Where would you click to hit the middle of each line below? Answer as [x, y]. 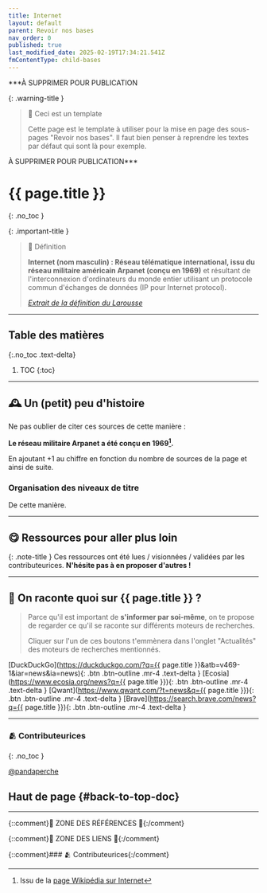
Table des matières [56, 335]
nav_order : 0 [30, 38]
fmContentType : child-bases [55, 61]
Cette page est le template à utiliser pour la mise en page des [128, 129]
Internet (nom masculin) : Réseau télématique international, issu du [141, 262]
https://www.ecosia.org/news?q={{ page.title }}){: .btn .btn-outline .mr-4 [130, 682]
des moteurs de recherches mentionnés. [94, 649]
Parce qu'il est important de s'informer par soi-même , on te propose [141, 617]
